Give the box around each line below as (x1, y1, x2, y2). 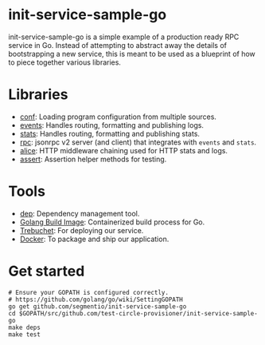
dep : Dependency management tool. (19, 208, 140, 218)
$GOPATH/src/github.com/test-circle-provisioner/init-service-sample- (18, 309, 259, 317)
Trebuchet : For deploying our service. (19, 225, 144, 235)
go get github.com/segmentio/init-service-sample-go (8, 302, 187, 311)
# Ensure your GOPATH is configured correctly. (8, 288, 170, 296)
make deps (8, 323, 41, 331)
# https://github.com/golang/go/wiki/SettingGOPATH (8, 295, 183, 303)
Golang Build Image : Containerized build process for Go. (19, 217, 205, 227)
